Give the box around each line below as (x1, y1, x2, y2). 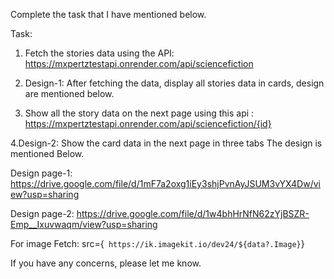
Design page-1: (10, 167, 73, 179)
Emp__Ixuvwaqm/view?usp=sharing (10, 219, 158, 230)
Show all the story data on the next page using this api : (24, 107, 255, 119)
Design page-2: (10, 208, 75, 219)
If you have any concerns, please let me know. (10, 257, 202, 269)
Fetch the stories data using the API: (24, 47, 175, 59)
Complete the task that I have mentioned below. (10, 9, 207, 20)
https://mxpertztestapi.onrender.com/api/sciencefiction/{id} (24, 118, 272, 129)
